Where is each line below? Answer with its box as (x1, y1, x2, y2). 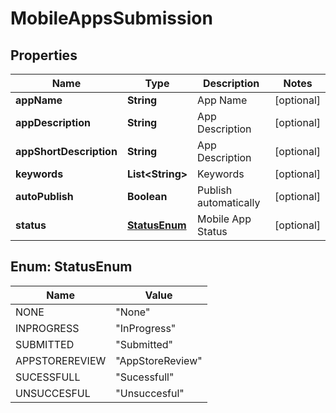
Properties (10, 47, 78, 64)
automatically (197, 196, 261, 209)
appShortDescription (15, 145, 118, 158)
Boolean (126, 190, 168, 203)
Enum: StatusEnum (10, 258, 133, 276)
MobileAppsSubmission (10, 7, 213, 30)
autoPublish (15, 190, 74, 203)
